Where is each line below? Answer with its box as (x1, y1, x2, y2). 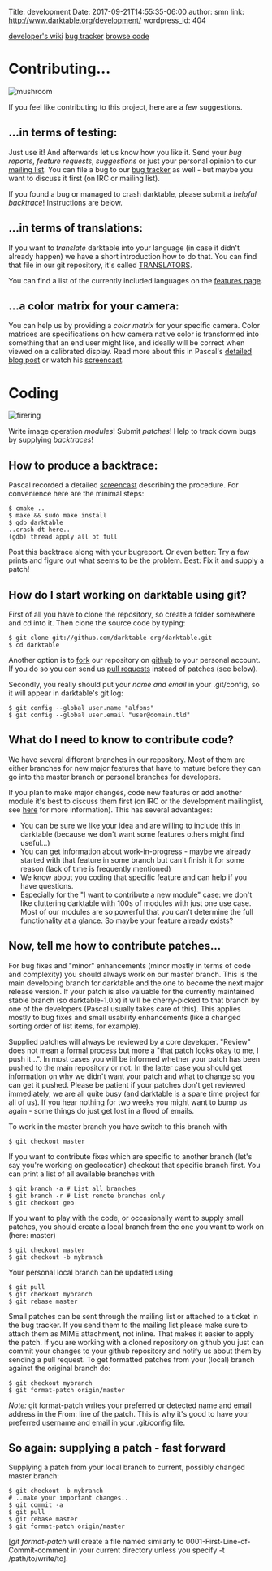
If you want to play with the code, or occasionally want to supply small (8, 1213, 244, 1223)
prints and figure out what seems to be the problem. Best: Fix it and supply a (8, 556, 264, 565)
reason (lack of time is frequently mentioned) (19, 863, 172, 873)
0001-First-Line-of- (185, 1537, 251, 1547)
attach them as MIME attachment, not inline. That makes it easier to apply (8, 1328, 254, 1339)
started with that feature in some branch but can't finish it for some (19, 855, 245, 864)
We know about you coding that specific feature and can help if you (19, 872, 248, 882)
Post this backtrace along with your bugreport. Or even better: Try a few (8, 547, 250, 557)
